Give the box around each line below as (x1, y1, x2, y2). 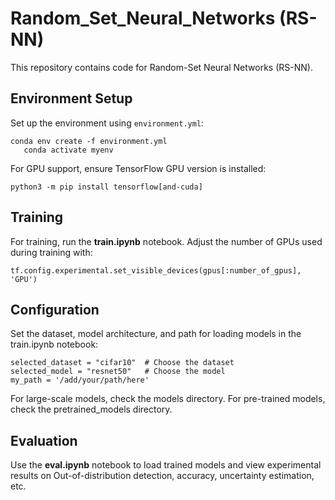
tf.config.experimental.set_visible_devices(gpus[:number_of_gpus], (10, 265, 302, 276)
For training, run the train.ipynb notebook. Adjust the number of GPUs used (10, 235, 323, 247)
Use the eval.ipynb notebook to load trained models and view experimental (10, 459, 322, 471)
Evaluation (10, 432, 78, 449)
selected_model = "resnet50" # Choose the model (10, 367, 226, 377)
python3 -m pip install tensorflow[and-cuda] (10, 182, 203, 192)
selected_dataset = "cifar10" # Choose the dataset (10, 358, 235, 368)
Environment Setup (10, 90, 133, 107)
